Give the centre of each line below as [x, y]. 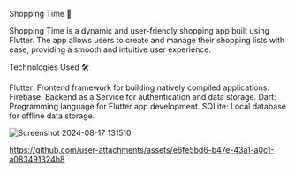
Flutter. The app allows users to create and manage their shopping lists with [147, 40]
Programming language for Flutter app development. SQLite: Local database [148, 106]
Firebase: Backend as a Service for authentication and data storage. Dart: [143, 97]
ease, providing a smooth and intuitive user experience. [110, 49]
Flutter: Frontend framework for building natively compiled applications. [139, 87]
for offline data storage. [52, 116]
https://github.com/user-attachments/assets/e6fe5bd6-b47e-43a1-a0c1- [142, 150]
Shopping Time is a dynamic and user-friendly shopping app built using [140, 30]
